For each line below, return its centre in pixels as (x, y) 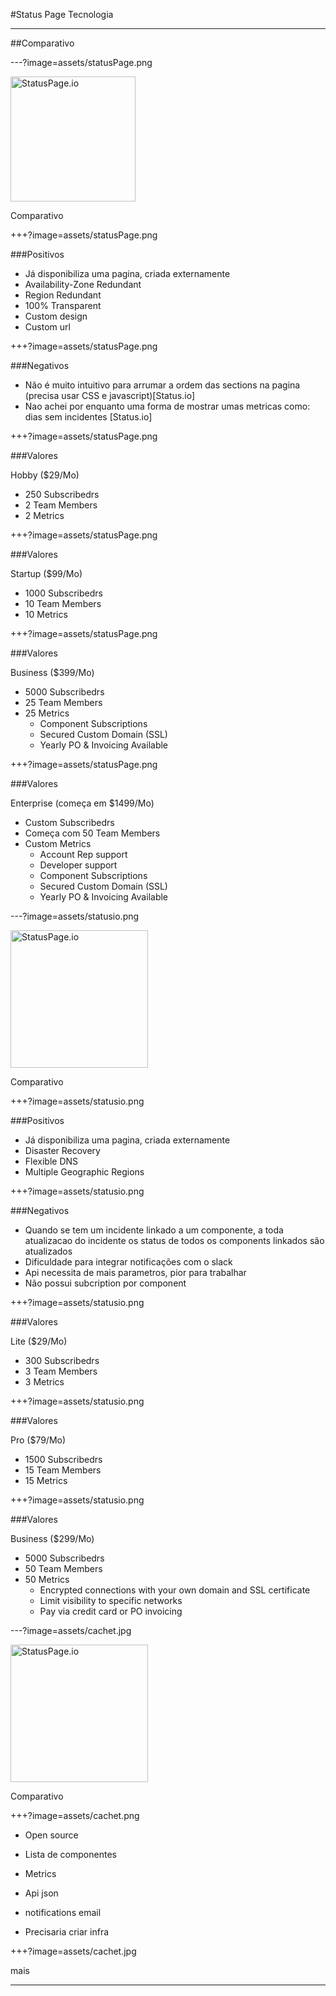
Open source (51, 1835)
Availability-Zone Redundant (83, 284)
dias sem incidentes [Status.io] (88, 417)
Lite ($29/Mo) (39, 1341)
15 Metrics (46, 1480)
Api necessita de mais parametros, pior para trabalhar (135, 1272)
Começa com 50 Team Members (92, 833)
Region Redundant (63, 295)
